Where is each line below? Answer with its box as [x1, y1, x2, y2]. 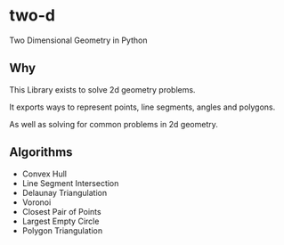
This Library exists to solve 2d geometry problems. [9, 84, 196, 94]
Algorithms [9, 144, 73, 160]
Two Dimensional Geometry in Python [9, 35, 148, 45]
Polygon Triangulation [21, 225, 103, 236]
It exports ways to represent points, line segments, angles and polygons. [9, 102, 276, 112]
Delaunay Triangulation [21, 187, 108, 198]
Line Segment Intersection [21, 177, 119, 188]
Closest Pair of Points [21, 206, 101, 216]
